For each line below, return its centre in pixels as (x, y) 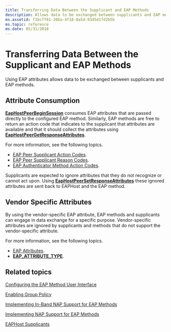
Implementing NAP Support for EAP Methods (52, 314)
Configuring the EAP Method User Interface (51, 284)
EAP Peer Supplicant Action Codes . (50, 154)
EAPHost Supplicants (27, 324)
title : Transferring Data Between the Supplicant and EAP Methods (77, 10)
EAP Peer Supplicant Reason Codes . (51, 160)
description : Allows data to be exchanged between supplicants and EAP (83, 15)
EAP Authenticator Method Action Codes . (56, 165)
